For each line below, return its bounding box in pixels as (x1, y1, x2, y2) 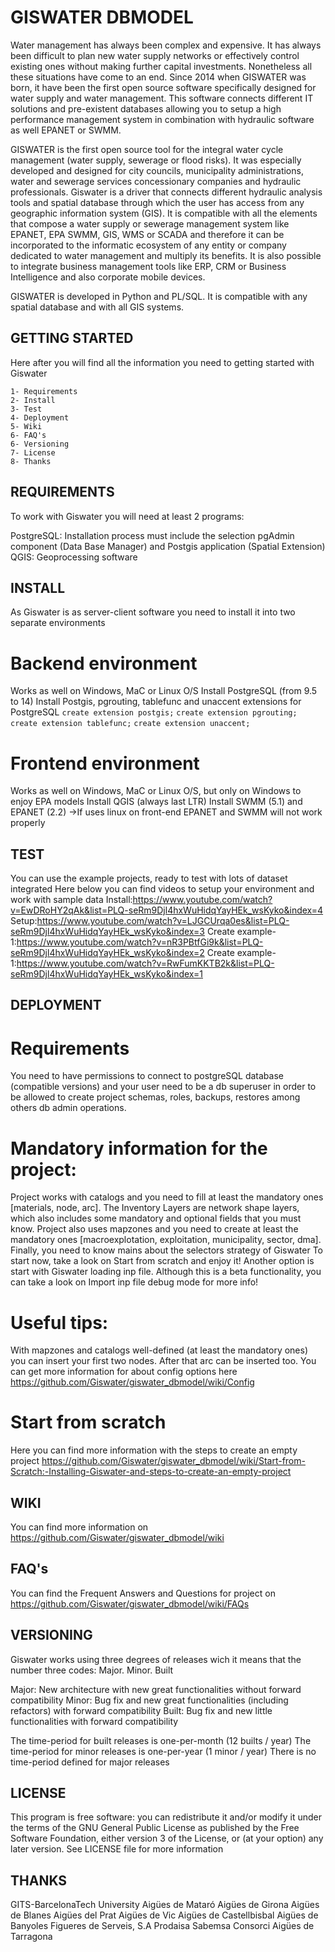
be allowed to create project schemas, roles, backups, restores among (10, 1091, 301, 1103)
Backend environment (10, 652, 198, 675)
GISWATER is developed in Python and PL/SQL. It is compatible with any (10, 290, 308, 302)
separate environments (10, 617, 106, 629)
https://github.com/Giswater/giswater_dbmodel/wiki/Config (10, 1376, 255, 1388)
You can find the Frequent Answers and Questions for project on (10, 1587, 276, 1599)
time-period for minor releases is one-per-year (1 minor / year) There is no (10, 1745, 317, 1757)
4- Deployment (10, 412, 70, 423)
